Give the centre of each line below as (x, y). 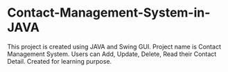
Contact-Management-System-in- (109, 13)
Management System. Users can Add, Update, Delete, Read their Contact (112, 54)
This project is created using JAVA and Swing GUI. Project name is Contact (114, 46)
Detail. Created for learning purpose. (60, 61)
